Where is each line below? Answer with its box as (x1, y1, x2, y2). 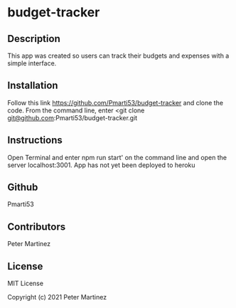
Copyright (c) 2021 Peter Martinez (7, 293, 107, 302)
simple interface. (7, 59, 57, 68)
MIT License (7, 279, 44, 288)
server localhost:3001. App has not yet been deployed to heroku (7, 161, 195, 169)
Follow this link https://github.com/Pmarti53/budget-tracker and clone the (7, 98, 224, 107)
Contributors (7, 221, 66, 233)
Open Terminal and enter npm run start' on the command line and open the (7, 153, 227, 161)
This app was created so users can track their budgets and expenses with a (7, 51, 230, 60)
